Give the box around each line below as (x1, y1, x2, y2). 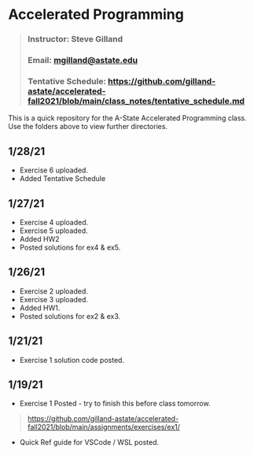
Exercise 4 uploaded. (19, 217, 89, 227)
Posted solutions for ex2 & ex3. (19, 311, 121, 320)
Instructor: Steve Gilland (27, 34, 123, 45)
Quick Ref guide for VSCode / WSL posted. (19, 438, 160, 447)
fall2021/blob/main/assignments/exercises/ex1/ (27, 423, 181, 432)
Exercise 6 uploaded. (19, 165, 89, 175)
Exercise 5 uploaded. (19, 226, 88, 235)
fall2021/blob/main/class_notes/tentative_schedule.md (27, 95, 245, 106)
